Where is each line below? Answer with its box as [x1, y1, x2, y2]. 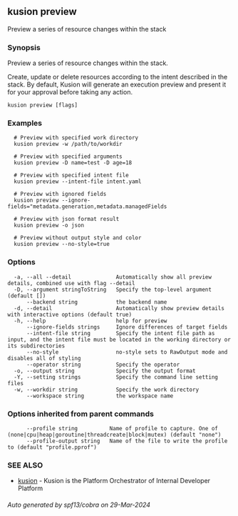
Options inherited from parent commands [7, 409, 155, 419]
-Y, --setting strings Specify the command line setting [14, 373, 219, 381]
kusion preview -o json [14, 222, 84, 229]
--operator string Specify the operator [26, 361, 180, 368]
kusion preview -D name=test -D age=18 [14, 159, 133, 167]
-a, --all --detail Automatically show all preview [14, 273, 212, 281]
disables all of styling [7, 354, 81, 362]
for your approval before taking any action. [7, 88, 133, 96]
